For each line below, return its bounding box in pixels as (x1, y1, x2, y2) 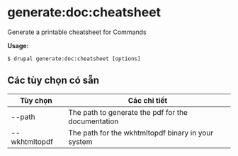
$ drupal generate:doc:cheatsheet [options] (7, 55, 141, 62)
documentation (68, 116, 119, 126)
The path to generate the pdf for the (68, 107, 188, 117)
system (68, 136, 93, 146)
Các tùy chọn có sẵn (7, 74, 100, 87)
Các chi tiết (127, 95, 168, 105)
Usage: (7, 41, 30, 50)
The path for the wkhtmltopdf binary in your (68, 128, 214, 138)
